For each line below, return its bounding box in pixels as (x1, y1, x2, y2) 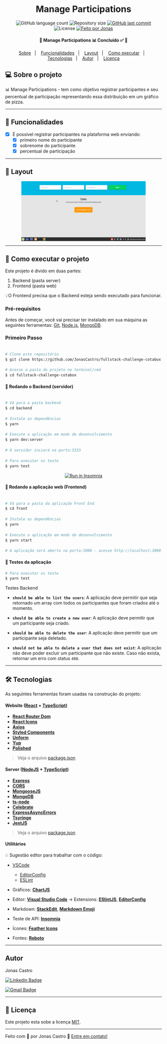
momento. (12, 605, 34, 612)
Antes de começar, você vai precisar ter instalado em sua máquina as (5, 317, 148, 323)
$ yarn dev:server (5, 437, 43, 442)
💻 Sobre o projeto (5, 70, 62, 79)
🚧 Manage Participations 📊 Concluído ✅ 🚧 (39, 37, 128, 43)
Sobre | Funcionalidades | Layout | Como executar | (18, 50, 145, 56)
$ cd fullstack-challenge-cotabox (5, 373, 77, 378)
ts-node (12, 799, 30, 805)
